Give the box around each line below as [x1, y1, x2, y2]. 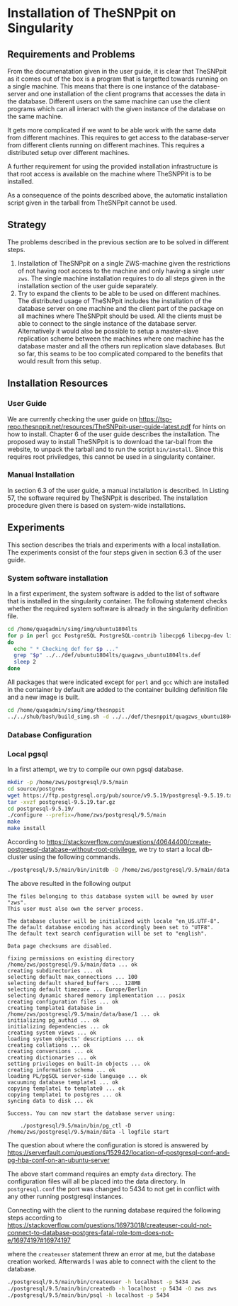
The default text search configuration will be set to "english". [7, 930, 208, 937]
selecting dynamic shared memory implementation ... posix [7, 992, 186, 999]
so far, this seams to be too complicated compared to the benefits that [17, 349, 223, 358]
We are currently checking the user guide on [7, 414, 138, 423]
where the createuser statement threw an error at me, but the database [7, 1249, 215, 1258]
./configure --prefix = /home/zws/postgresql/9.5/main [7, 812, 166, 819]
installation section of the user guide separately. [17, 281, 158, 290]
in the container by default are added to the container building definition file [7, 686, 228, 694]
